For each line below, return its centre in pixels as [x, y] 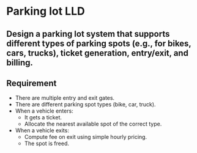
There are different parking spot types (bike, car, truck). [85, 105]
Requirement [32, 83]
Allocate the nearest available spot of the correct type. [93, 124]
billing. [20, 62]
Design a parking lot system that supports [88, 34]
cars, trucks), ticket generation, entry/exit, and [97, 53]
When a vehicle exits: [42, 130]
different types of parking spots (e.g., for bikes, [99, 43]
